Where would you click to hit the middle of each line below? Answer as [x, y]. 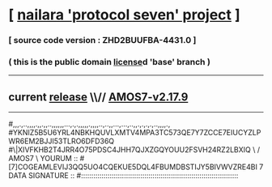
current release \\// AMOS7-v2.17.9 [98, 97]
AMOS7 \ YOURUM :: [43, 159]
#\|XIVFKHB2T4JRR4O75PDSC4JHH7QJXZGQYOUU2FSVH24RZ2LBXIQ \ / [134, 150]
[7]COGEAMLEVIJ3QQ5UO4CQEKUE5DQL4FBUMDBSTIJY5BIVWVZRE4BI [133, 167]
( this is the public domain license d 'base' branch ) [109, 62]
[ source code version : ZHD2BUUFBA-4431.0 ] [102, 40]
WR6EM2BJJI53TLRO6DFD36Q [62, 141]
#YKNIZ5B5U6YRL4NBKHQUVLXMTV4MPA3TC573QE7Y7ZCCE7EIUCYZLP [135, 133]
